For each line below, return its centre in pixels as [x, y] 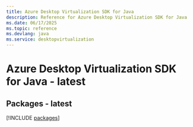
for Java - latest [46, 82]
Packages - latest [39, 103]
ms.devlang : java [28, 34]
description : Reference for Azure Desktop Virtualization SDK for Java [96, 17]
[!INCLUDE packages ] [33, 118]
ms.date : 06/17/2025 [32, 23]
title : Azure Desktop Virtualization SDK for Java [70, 12]
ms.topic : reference [32, 28]
